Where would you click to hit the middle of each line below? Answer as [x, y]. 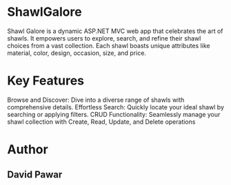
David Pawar [35, 175]
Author [28, 150]
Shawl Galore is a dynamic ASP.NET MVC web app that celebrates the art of [115, 31]
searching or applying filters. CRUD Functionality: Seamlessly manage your [114, 114]
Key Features [46, 81]
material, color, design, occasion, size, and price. [77, 53]
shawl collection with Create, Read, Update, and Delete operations [101, 122]
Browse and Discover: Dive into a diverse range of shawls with [96, 100]
